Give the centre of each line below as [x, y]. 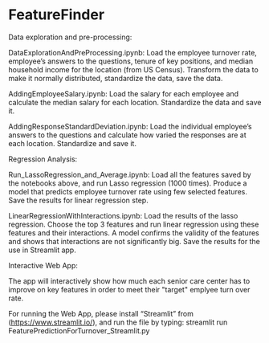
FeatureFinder [57, 15]
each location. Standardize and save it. [72, 143]
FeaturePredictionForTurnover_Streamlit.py [79, 330]
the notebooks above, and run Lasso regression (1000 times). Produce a [128, 183]
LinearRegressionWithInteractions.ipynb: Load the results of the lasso [123, 215]
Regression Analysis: [43, 159]
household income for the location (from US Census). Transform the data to [133, 69]
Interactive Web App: [43, 265]
